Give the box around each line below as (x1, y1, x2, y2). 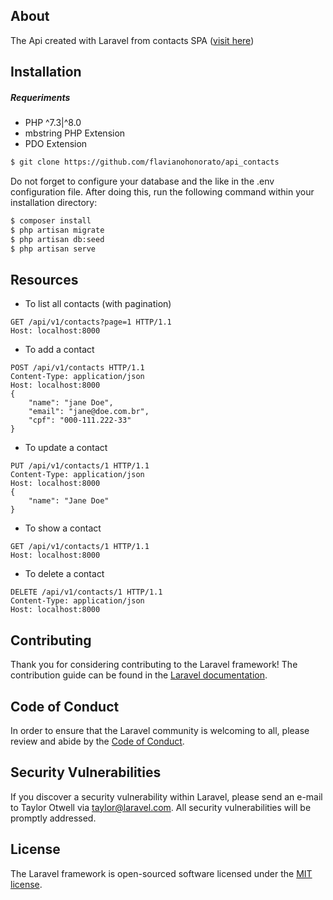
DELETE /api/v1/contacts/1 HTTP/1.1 (10, 587, 163, 598)
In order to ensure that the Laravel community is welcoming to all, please (10, 724, 310, 736)
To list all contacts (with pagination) (24, 298, 172, 310)
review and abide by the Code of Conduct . (10, 735, 185, 747)
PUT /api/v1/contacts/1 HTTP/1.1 (10, 461, 150, 471)
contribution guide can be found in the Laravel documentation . (10, 669, 268, 681)
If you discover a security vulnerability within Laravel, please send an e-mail (10, 790, 323, 803)
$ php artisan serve (10, 244, 97, 254)
